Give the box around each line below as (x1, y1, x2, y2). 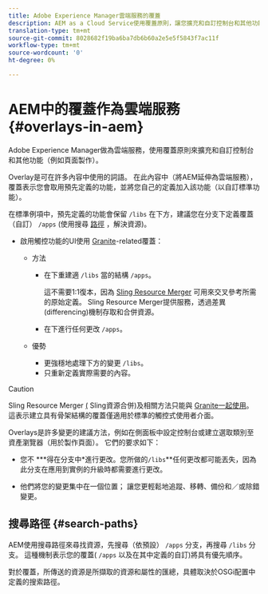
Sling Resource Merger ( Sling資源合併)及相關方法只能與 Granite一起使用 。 (8, 401, 254, 410)
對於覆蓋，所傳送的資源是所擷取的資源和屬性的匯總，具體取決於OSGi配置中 (8, 567, 256, 576)
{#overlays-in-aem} (8, 118, 144, 136)
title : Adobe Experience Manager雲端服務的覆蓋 (8, 11, 161, 20)
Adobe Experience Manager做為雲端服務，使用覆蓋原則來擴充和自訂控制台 (8, 145, 254, 154)
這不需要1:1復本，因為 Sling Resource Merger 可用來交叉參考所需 (43, 287, 257, 297)
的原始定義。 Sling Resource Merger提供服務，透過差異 (43, 297, 226, 306)
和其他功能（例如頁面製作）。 (8, 155, 103, 165)
